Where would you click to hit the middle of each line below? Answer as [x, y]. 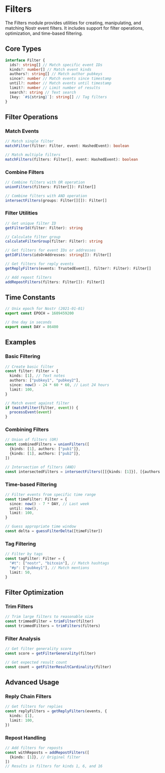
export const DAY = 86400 [32, 327]
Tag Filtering [21, 544]
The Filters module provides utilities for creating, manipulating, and [73, 23]
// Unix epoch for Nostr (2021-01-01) [45, 309]
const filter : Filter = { [32, 371]
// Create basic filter [30, 367]
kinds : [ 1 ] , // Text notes [37, 376]
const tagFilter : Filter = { [35, 559]
